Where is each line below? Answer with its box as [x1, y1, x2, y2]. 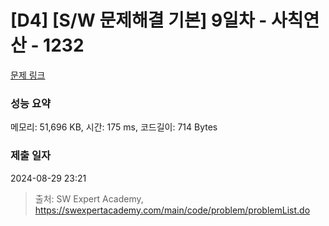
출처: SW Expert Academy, [34, 192, 144, 205]
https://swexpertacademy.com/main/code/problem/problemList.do [34, 204, 311, 216]
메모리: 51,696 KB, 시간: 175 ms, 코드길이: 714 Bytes [10, 121, 218, 133]
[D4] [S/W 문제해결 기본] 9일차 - [10, 9, 268, 32]
